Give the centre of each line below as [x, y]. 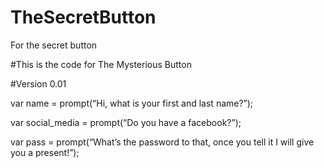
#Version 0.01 [38, 83]
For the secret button [54, 45]
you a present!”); [45, 152]
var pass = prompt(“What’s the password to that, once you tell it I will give [162, 142]
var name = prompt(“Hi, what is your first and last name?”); [132, 103]
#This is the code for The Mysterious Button [101, 64]
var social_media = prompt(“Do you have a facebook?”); [126, 122]
